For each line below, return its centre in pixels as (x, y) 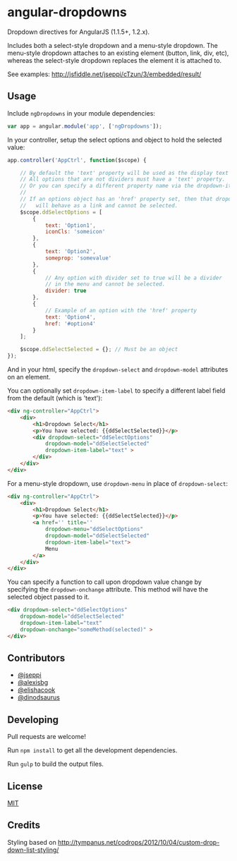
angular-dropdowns (67, 12)
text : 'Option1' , (71, 225)
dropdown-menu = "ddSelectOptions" (94, 530)
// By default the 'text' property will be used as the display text (124, 173)
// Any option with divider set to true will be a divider (133, 278)
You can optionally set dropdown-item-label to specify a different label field (116, 391)
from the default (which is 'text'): (55, 398)
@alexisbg (32, 683)
